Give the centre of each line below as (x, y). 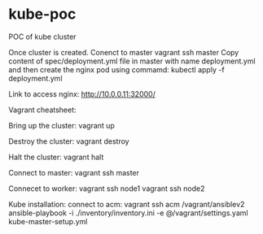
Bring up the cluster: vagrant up (62, 125)
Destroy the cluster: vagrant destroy (69, 141)
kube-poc (42, 14)
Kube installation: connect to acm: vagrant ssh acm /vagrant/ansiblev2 (127, 204)
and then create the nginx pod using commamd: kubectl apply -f (117, 69)
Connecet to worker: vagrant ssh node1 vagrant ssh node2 (107, 188)
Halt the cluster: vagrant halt (56, 157)
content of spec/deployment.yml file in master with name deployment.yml (132, 61)
